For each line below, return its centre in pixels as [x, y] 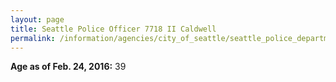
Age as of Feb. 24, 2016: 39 [68, 67]
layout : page [37, 19]
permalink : [33, 38]
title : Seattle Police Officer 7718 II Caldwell [113, 29]
